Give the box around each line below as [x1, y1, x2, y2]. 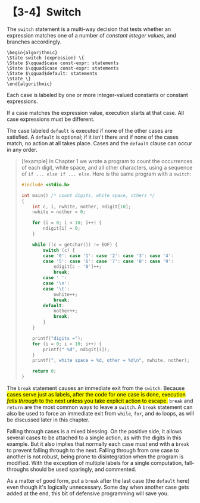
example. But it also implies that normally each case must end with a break [7, 440, 189, 448]
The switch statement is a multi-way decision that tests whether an [7, 25, 171, 33]
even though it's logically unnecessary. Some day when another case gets [7, 483, 189, 491]
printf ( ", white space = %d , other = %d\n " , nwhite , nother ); [32, 358, 190, 364]
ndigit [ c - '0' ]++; [53, 264, 102, 270]
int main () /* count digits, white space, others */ [21, 192, 155, 198]
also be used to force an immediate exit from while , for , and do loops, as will [7, 410, 194, 417]
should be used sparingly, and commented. [30, 465, 136, 473]
